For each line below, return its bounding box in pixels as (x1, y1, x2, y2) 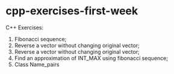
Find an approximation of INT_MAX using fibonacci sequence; (14, 54, 168, 61)
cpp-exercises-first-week (5, 4, 138, 18)
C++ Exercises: (5, 24, 43, 31)
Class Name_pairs (14, 61, 60, 68)
